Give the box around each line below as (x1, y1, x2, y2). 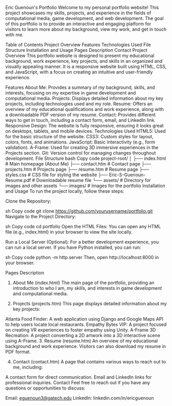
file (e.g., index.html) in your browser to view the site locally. (5, 229, 132, 235)
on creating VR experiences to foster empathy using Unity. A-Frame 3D (5, 327, 156, 333)
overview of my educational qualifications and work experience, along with (5, 106, 164, 112)
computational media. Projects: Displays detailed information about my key (5, 95, 163, 101)
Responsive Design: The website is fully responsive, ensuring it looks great (5, 123, 164, 128)
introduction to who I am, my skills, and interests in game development (12, 285, 162, 291)
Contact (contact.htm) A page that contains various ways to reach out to (12, 359, 166, 364)
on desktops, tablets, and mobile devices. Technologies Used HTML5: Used (5, 128, 166, 134)
